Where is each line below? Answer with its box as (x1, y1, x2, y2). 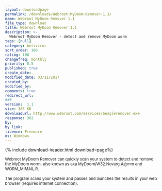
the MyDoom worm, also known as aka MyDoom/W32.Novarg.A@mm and (5, 161, 143, 167)
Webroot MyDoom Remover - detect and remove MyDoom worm (9, 35, 127, 39)
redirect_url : (5, 93, 34, 98)
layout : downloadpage (5, 7, 49, 12)
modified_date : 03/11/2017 (5, 75, 60, 80)
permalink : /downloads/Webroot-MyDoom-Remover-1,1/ (5, 12, 112, 17)
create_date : (5, 70, 32, 75)
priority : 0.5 (5, 61, 34, 66)
